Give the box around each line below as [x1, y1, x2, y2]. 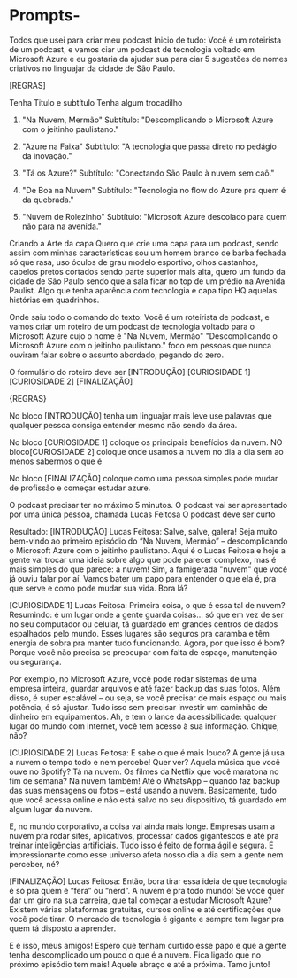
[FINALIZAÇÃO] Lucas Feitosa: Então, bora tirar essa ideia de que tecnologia [9, 875, 288, 887]
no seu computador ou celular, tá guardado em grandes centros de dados [9, 618, 278, 630]
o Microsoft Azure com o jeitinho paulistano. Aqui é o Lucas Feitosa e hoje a [9, 544, 286, 555]
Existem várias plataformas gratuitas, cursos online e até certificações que [9, 904, 281, 914]
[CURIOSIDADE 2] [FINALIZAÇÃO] [9, 376, 133, 387]
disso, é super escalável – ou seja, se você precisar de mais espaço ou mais [9, 692, 287, 703]
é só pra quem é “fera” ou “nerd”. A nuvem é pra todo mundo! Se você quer [9, 885, 285, 896]
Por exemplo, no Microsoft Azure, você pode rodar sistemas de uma [9, 673, 258, 684]
